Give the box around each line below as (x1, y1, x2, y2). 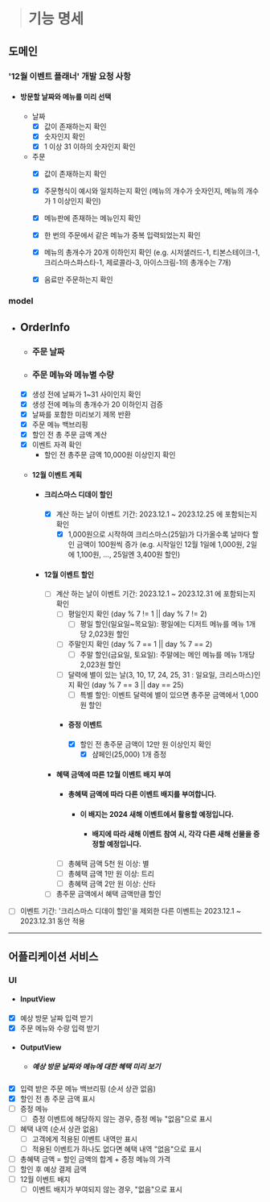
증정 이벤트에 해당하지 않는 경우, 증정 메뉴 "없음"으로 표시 (31, 1113, 213, 1123)
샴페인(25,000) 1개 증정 (92, 749, 167, 759)
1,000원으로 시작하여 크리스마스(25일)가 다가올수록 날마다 (67, 529, 251, 539)
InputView (19, 994, 56, 1004)
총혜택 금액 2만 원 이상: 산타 (67, 879, 156, 889)
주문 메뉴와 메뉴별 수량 (31, 370, 114, 381)
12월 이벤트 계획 (31, 470, 83, 479)
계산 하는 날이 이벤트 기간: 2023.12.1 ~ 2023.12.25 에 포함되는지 (55, 509, 257, 519)
